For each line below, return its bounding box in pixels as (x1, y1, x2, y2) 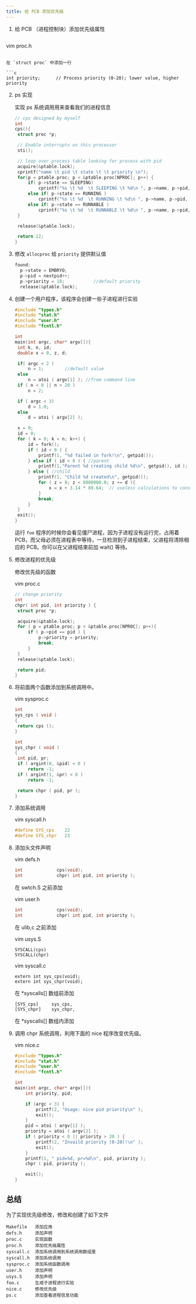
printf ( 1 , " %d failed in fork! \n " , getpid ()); (38, 452, 154, 458)
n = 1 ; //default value (27, 366, 104, 372)
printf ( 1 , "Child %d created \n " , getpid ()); (38, 474, 149, 480)
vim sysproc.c (14, 696, 49, 703)
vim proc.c (14, 580, 41, 587)
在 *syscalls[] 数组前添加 (14, 989, 74, 996)
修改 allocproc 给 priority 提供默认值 (14, 250, 106, 257)
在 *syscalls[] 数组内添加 (14, 1017, 74, 1024)
